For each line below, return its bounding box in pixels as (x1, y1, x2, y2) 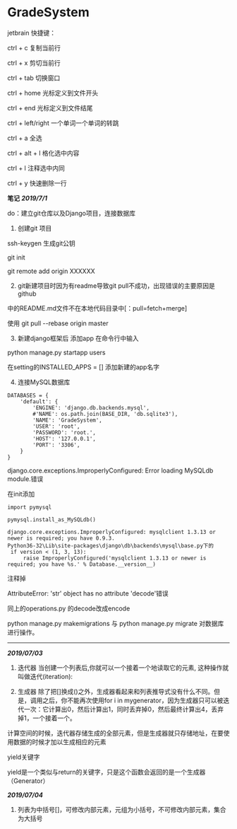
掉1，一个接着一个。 (17, 714, 76, 722)
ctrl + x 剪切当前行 (7, 58, 61, 67)
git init (7, 253, 26, 262)
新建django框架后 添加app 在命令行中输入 (17, 334, 139, 342)
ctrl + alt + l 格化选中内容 (7, 149, 80, 157)
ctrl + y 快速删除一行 (7, 178, 67, 187)
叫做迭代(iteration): (17, 672, 73, 680)
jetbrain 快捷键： (7, 28, 56, 37)
